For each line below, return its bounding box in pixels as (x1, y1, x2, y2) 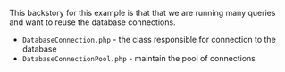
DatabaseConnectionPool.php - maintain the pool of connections (21, 53, 256, 63)
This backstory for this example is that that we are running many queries (9, 8, 276, 18)
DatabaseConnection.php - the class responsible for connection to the (21, 35, 277, 44)
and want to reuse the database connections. (9, 17, 176, 28)
